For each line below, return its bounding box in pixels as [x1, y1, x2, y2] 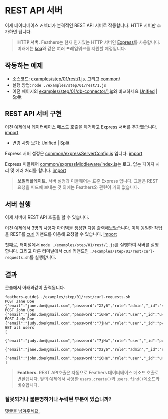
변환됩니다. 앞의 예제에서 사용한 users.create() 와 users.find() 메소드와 [17, 376, 160, 382]
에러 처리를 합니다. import [15, 167, 66, 173]
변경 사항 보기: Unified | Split [12, 140, 70, 146]
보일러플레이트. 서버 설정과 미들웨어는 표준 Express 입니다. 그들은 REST [17, 178, 158, 184]
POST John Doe [5, 308, 35, 313]
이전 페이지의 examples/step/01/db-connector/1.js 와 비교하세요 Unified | [12, 88, 158, 94]
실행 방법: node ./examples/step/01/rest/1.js [12, 82, 106, 88]
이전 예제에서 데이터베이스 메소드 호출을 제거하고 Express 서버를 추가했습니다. [5, 124, 158, 130]
